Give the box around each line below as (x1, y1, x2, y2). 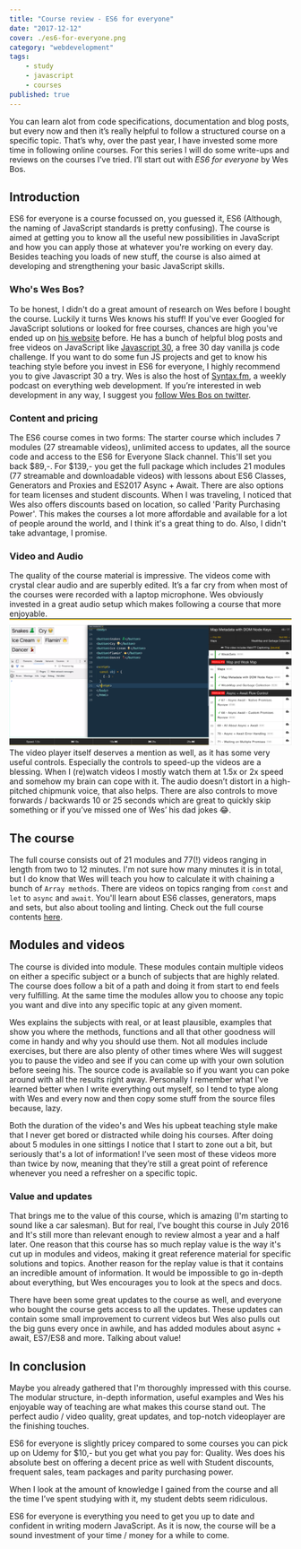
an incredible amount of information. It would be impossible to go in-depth (9, 1267, 284, 1278)
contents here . (9, 911, 63, 923)
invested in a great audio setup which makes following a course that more (9, 599, 282, 610)
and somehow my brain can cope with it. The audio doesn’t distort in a (9, 776, 270, 787)
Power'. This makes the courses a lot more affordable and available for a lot (9, 509, 288, 519)
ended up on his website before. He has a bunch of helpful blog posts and (9, 332, 283, 343)
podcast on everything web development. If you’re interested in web (9, 379, 262, 390)
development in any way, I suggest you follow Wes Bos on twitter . (9, 389, 252, 400)
